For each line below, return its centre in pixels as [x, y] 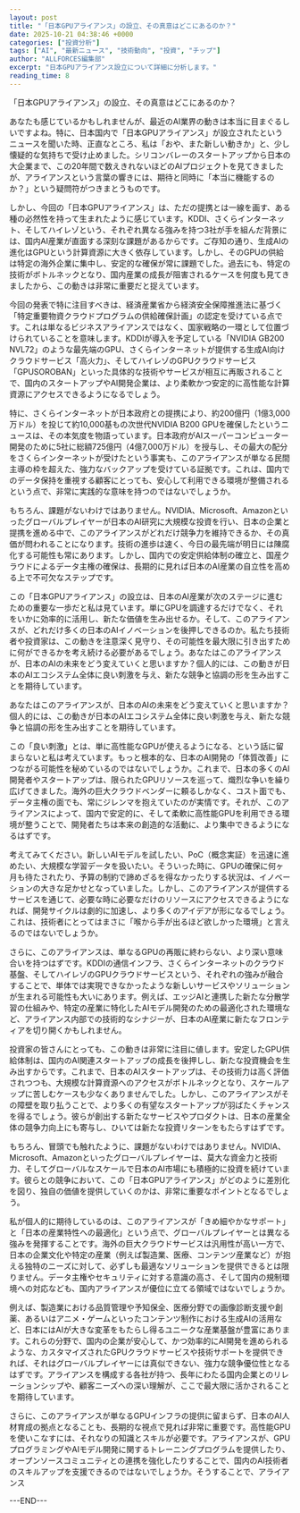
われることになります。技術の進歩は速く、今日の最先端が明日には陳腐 [161, 544]
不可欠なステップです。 [75, 577]
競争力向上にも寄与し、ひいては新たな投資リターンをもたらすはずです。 [157, 1127]
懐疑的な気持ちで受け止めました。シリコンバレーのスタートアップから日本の [150, 155]
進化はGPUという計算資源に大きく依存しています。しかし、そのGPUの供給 [146, 252]
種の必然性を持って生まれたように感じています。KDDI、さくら [124, 218]
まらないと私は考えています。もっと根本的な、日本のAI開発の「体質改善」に [150, 757]
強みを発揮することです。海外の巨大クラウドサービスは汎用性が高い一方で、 [150, 1243]
